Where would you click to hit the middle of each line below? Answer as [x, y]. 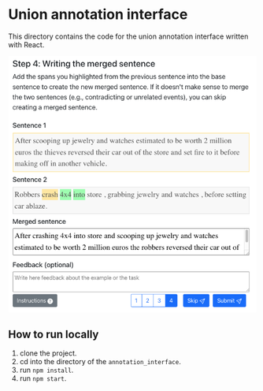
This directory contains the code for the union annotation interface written [128, 36]
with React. [26, 44]
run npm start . [43, 378]
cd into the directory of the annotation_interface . [100, 362]
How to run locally [54, 334]
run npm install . [46, 370]
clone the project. [48, 353]
